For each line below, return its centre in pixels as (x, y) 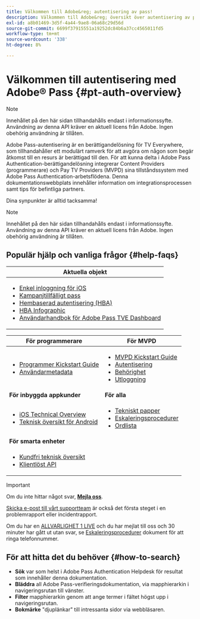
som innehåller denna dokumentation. (61, 578)
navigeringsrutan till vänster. (50, 590)
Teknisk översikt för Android (59, 422)
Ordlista (126, 425)
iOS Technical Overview (53, 414)
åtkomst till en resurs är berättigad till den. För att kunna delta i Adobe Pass (98, 157)
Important (18, 485)
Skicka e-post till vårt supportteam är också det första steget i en (86, 508)
